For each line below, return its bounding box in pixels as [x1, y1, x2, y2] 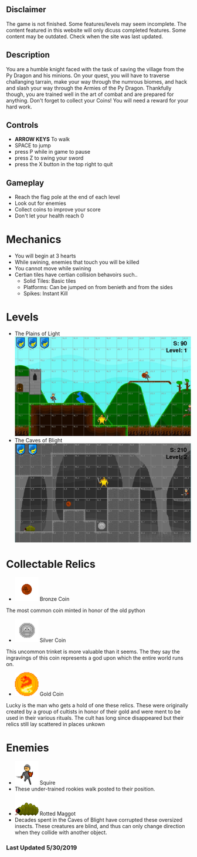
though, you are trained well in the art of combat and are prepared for [6, 91, 174, 98]
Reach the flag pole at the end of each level [14, 194, 120, 201]
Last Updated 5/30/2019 [6, 843, 77, 852]
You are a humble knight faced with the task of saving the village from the [6, 65, 185, 72]
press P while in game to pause [14, 148, 91, 155]
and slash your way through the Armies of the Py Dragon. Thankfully [6, 84, 172, 91]
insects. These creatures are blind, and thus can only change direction [14, 822, 185, 829]
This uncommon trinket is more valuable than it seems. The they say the [6, 648, 180, 655]
